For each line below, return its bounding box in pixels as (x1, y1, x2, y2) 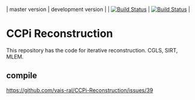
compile (6, 70, 37, 81)
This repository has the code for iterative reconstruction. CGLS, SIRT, (6, 46, 178, 54)
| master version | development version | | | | (6, 6, 191, 13)
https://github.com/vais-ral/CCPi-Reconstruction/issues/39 (6, 86, 153, 93)
